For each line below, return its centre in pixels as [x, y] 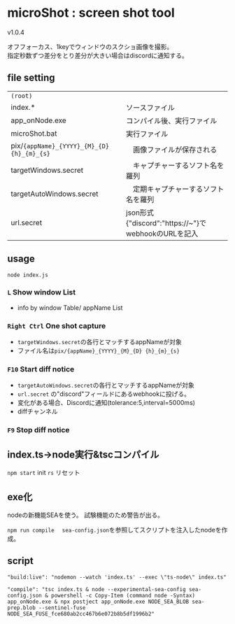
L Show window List [42, 292]
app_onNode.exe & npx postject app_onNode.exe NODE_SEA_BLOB [98, 602]
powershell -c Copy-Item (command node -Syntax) [123, 595]
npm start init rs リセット [44, 473]
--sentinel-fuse [62, 608]
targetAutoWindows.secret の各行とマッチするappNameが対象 [106, 385]
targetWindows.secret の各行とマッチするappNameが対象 [99, 342]
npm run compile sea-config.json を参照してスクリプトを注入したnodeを [114, 530]
